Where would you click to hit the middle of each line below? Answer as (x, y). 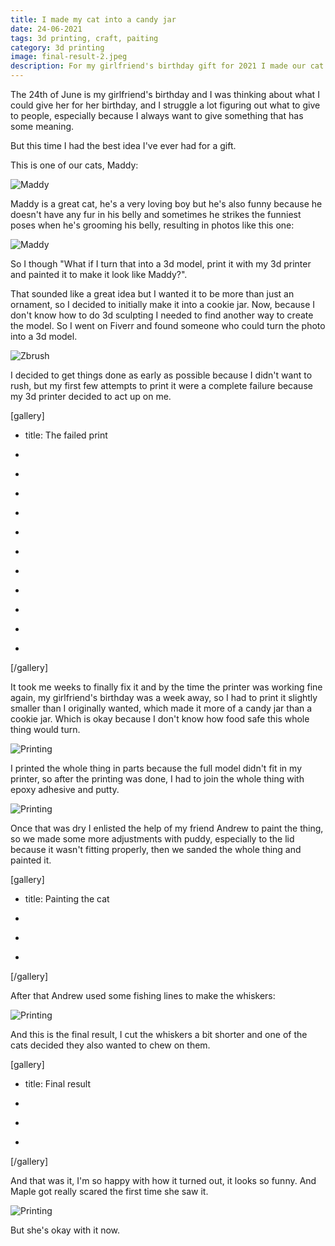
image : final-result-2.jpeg (69, 57)
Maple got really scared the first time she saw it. (109, 1191)
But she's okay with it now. (65, 1230)
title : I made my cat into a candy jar (93, 19)
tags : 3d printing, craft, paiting (84, 38)
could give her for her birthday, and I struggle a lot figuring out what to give (165, 105)
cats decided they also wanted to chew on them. (110, 1045)
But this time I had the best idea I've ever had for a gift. (123, 145)
